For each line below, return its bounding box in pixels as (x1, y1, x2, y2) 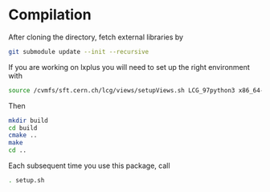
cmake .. (8, 131, 38, 140)
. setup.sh (8, 177, 45, 185)
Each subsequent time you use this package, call (8, 161, 170, 170)
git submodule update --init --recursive (8, 47, 149, 55)
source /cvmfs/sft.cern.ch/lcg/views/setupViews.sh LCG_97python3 (8, 86, 235, 94)
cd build (8, 124, 38, 132)
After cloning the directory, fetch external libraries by (8, 32, 183, 42)
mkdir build (8, 116, 48, 125)
